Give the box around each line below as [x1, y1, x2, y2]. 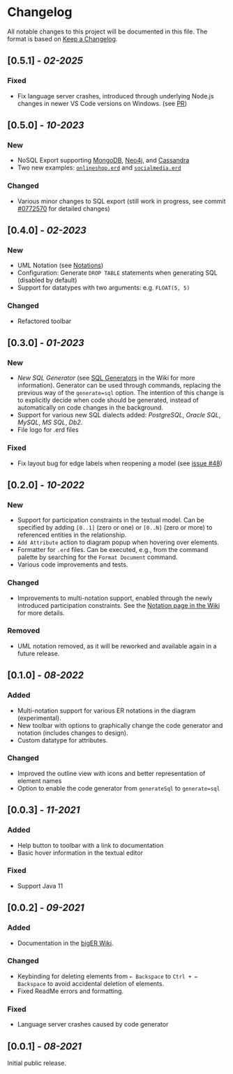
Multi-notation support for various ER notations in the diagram [17, 706, 196, 715]
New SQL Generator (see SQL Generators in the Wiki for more [17, 374, 195, 382]
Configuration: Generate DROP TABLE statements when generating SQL [17, 269, 218, 277]
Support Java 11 [17, 881, 63, 890]
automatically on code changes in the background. [17, 403, 164, 412]
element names [17, 776, 62, 785]
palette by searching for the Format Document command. [17, 553, 178, 562]
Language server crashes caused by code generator [17, 1020, 169, 1029]
